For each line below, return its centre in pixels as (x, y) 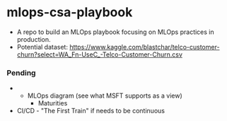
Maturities (53, 103)
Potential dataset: (42, 47)
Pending (21, 73)
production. (34, 39)
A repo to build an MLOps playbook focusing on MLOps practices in (116, 32)
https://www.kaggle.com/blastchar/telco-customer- (145, 47)
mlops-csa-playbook (70, 12)
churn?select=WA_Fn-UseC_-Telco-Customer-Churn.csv (100, 54)
